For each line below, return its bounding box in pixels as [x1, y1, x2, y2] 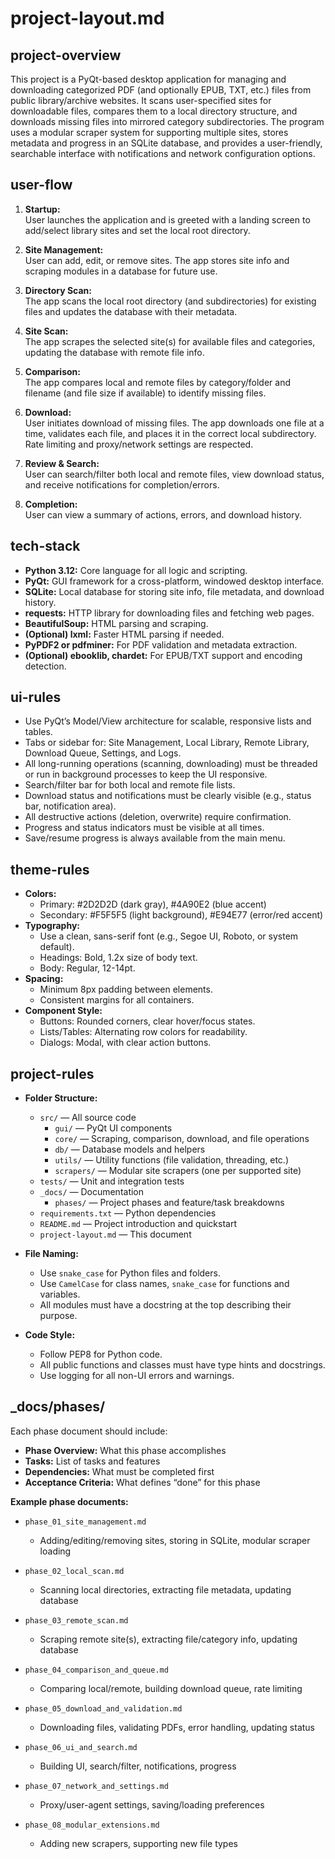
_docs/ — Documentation [39, 1186, 145, 1198]
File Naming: [24, 1248, 79, 1260]
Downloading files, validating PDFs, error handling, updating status [39, 1721, 315, 1733]
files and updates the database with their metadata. [24, 305, 238, 317]
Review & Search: [24, 457, 100, 469]
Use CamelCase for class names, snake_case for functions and [39, 1278, 290, 1290]
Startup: [24, 203, 61, 215]
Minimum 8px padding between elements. [39, 983, 213, 996]
